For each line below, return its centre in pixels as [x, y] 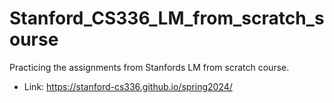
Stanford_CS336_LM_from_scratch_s [167, 18]
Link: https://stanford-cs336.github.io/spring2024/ [128, 86]
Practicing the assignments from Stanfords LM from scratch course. [149, 67]
